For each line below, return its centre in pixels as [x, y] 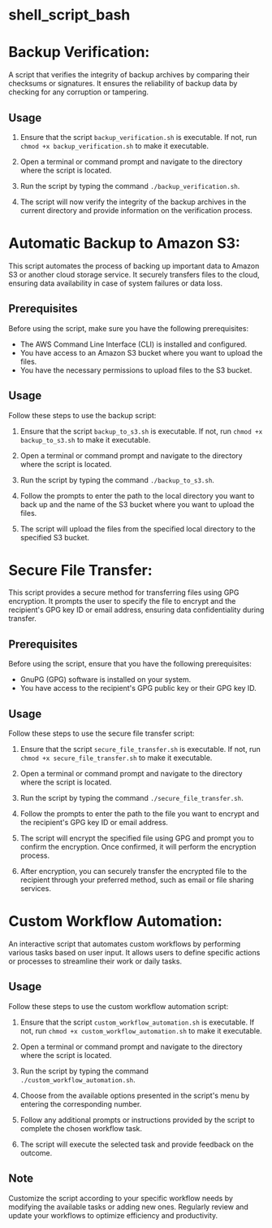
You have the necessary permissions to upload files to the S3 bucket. [136, 370]
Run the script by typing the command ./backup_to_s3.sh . [117, 480]
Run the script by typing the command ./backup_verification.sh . [130, 186]
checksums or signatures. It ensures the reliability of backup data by [123, 84]
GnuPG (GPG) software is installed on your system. [106, 680]
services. [35, 889]
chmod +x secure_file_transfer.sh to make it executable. [116, 758]
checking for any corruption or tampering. [78, 92]
